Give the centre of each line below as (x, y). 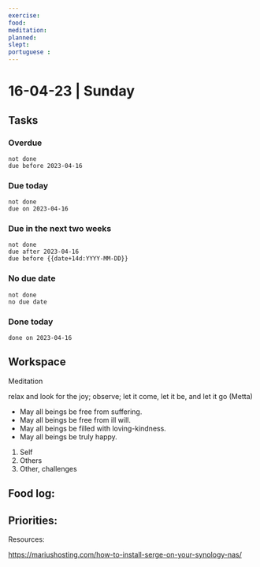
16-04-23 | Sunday (72, 91)
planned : (22, 37)
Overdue (25, 143)
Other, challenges (48, 468)
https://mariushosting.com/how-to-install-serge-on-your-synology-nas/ (125, 555)
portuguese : (30, 52)
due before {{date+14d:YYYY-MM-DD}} (68, 259)
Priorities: (33, 520)
